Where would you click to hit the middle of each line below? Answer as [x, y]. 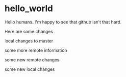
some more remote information [36, 50]
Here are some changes [29, 31]
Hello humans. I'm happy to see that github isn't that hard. [63, 22]
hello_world [29, 9]
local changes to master [29, 41]
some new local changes [30, 69]
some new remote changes [32, 59]
